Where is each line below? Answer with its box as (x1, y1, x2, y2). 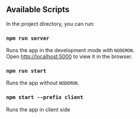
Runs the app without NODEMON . (6, 79, 79, 87)
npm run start (6, 67, 46, 74)
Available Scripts (6, 5, 69, 15)
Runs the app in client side (6, 106, 71, 113)
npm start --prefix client (6, 94, 84, 101)
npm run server (6, 35, 50, 42)
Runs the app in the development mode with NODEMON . (6, 47, 135, 54)
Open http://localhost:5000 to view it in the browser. (6, 53, 133, 60)
